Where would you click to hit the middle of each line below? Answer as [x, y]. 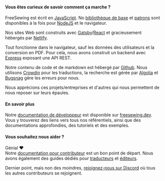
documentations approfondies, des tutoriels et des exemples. [67, 125]
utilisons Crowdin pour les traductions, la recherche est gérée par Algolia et [82, 73]
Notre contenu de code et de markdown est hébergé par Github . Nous [76, 68]
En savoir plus [20, 104]
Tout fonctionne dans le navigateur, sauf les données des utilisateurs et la [80, 47]
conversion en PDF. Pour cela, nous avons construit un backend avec [76, 53]
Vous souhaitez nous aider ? [35, 137]
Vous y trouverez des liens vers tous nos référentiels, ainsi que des [73, 120]
